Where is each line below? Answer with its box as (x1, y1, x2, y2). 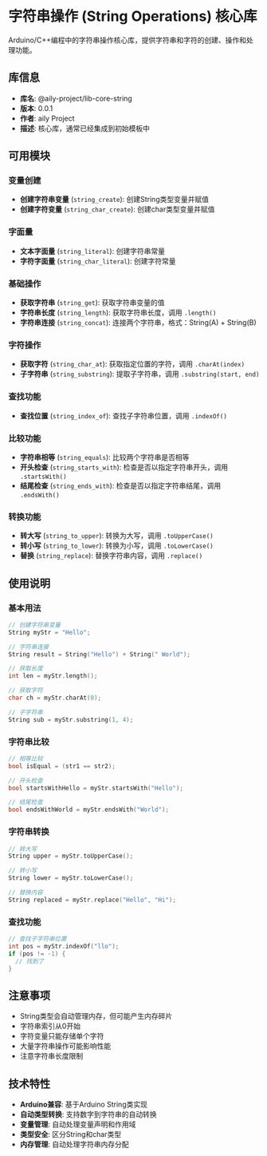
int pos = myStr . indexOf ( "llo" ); (8, 942, 120, 950)
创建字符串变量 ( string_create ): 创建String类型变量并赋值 (19, 195, 210, 204)
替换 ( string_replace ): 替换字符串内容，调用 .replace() (19, 551, 203, 560)
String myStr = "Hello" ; (8, 628, 91, 636)
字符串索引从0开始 (19, 1021, 81, 1031)
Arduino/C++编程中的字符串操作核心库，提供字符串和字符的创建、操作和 (8, 35, 247, 45)
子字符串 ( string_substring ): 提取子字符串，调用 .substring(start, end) (19, 369, 260, 379)
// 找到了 (15, 957, 45, 965)
